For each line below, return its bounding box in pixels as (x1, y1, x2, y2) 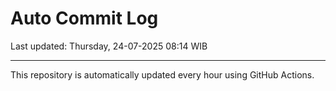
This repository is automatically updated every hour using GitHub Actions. (10, 68, 315, 81)
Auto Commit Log (10, 7, 159, 30)
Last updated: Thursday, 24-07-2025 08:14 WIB (10, 40, 208, 52)
